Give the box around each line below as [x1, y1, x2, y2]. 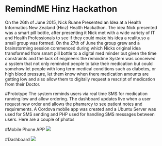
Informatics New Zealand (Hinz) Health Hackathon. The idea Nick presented [5, 24, 157, 30]
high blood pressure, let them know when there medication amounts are [5, 71, 149, 77]
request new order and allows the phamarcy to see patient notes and [5, 101, 143, 107]
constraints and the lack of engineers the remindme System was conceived [5, 55, 156, 61]
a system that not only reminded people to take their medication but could [5, 61, 153, 66]
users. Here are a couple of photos [5, 116, 75, 122]
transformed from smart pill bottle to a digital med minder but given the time [5, 50, 157, 56]
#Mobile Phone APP [5, 126, 45, 132]
